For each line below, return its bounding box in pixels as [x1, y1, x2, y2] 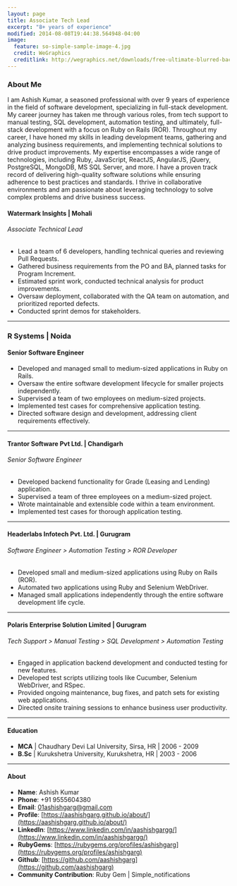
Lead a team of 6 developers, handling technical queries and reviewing [17, 247, 224, 255]
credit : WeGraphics [13, 50, 71, 57]
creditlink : [13, 56, 49, 63]
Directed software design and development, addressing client [17, 409, 197, 417]
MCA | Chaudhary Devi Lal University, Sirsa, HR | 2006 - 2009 [17, 742, 199, 751]
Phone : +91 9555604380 [17, 795, 92, 804]
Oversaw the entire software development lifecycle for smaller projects [17, 379, 224, 388]
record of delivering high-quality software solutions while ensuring [7, 171, 201, 179]
